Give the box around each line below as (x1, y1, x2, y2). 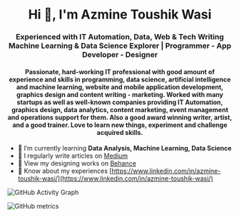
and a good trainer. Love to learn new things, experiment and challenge (12, 121, 228, 129)
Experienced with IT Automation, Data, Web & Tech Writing (15, 32, 225, 42)
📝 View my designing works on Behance (17, 159, 137, 168)
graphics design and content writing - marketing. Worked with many (16, 90, 223, 99)
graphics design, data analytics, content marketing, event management (11, 105, 228, 113)
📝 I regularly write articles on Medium (17, 151, 128, 160)
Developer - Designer (81, 50, 158, 60)
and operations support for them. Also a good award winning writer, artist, (7, 113, 233, 121)
